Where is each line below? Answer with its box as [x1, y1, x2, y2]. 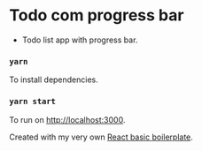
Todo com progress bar [9, 5, 184, 26]
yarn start [9, 96, 56, 107]
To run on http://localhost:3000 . [9, 114, 126, 125]
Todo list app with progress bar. [21, 34, 138, 45]
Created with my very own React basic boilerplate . [9, 132, 193, 142]
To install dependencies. [9, 74, 99, 85]
